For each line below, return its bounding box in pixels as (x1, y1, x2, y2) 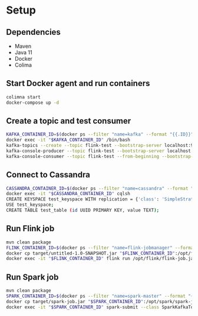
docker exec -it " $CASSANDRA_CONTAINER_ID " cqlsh (6, 191, 131, 197)
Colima (14, 61, 32, 68)
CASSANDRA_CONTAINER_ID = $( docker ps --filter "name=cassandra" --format (6, 185, 189, 192)
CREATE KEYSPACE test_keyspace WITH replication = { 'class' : (6, 196, 160, 202)
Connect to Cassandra (6, 170, 90, 180)
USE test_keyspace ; (6, 202, 54, 208)
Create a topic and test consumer (6, 116, 131, 126)
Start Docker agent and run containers (6, 78, 150, 88)
